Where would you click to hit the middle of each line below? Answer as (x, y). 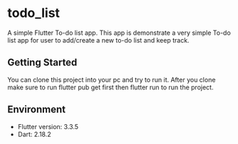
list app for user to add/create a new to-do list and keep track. (99, 40)
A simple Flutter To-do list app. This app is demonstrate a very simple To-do (119, 33)
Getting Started (42, 63)
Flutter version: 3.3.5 (48, 126)
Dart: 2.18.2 (34, 134)
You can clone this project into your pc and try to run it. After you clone (112, 79)
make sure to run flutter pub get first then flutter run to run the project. (110, 87)
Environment (37, 110)
